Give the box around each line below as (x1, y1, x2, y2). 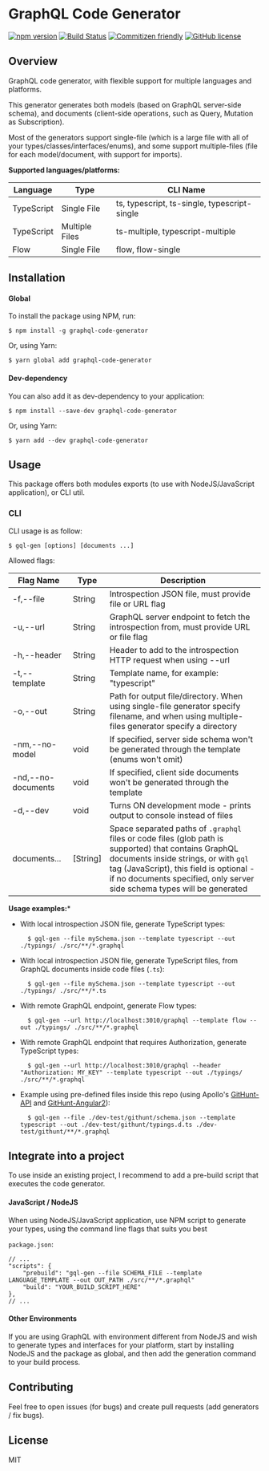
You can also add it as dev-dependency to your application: (8, 391, 205, 401)
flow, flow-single (115, 244, 181, 255)
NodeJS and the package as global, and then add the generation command (8, 1348, 256, 1358)
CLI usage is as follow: (8, 526, 82, 536)
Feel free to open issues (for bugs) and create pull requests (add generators (8, 1401, 259, 1412)
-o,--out (12, 705, 48, 716)
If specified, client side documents (109, 767, 239, 778)
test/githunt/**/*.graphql (19, 1128, 110, 1136)
